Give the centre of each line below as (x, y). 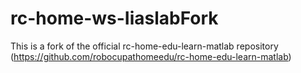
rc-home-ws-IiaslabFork (114, 18)
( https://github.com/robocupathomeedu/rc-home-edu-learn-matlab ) (151, 56)
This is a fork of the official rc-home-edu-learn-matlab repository (144, 46)
